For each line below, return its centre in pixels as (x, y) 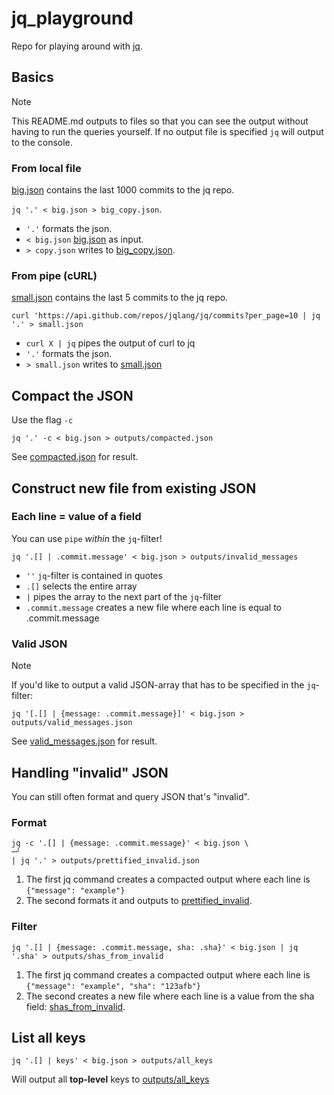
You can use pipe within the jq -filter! (87, 538)
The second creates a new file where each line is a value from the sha (170, 996)
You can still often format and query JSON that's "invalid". (130, 796)
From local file (46, 168)
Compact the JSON (72, 395)
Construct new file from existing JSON (134, 488)
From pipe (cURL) (54, 275)
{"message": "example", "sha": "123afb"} (113, 986)
